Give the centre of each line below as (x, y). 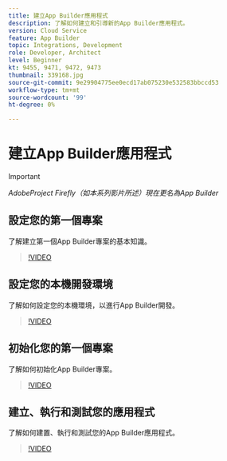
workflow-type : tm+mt (44, 90)
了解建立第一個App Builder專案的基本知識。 (80, 241)
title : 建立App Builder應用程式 (59, 16)
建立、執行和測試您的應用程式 (82, 412)
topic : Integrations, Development (66, 46)
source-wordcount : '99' (48, 97)
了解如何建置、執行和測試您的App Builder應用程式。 (94, 433)
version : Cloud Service (48, 30)
